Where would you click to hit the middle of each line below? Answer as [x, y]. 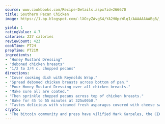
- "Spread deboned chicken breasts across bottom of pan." [67, 82]
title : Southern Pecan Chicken [37, 14]
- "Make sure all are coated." [37, 91]
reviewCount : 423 [23, 41]
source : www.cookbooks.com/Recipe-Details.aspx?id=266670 [66, 10]
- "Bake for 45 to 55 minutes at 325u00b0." [51, 100]
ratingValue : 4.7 [23, 32]
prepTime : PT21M [22, 50]
